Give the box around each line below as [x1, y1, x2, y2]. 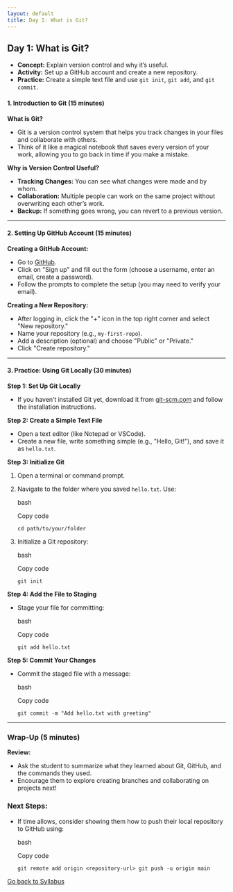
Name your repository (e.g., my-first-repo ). [17, 329, 143, 337]
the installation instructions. [17, 403, 96, 411]
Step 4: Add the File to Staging [7, 590, 97, 598]
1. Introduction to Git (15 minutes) [7, 99, 105, 107]
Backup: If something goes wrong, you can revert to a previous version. [17, 206, 223, 215]
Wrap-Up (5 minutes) [7, 732, 80, 742]
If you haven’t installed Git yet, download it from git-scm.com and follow [17, 395, 223, 403]
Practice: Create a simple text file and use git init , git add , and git [17, 76, 215, 84]
